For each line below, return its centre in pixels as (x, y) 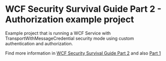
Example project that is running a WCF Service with (58, 33)
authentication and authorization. (39, 43)
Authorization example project (70, 19)
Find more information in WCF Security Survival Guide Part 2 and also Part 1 (83, 53)
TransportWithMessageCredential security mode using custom (70, 38)
